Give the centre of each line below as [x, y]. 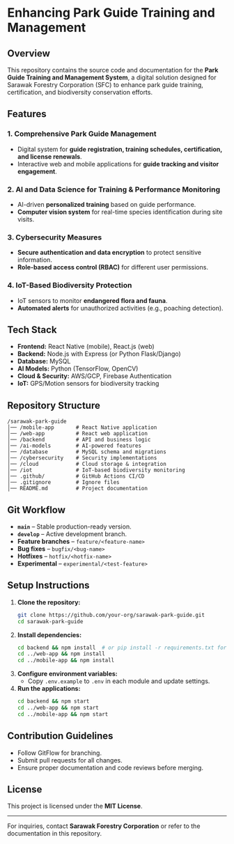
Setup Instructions [48, 585]
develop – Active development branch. [72, 534]
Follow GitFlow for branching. [60, 753]
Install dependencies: [49, 634]
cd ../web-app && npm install [61, 654]
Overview [29, 53]
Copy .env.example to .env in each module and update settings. [119, 681]
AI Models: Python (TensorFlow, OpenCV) [78, 369]
